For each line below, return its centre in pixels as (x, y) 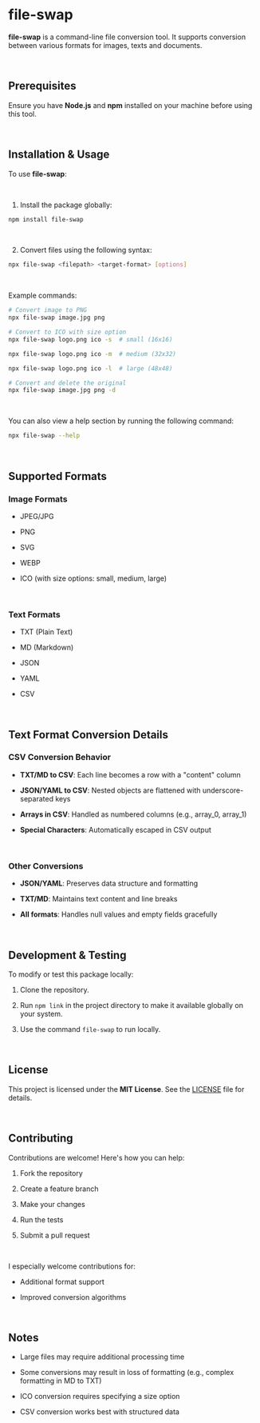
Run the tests (41, 1219)
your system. (41, 1013)
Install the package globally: (66, 205)
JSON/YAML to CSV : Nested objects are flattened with (110, 790)
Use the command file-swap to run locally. (90, 1029)
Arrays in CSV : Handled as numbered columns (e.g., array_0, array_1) (133, 814)
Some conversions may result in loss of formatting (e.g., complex (127, 1373)
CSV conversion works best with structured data (99, 1412)
